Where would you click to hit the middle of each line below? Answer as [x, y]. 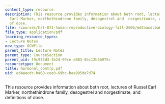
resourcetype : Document [29, 64]
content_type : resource [29, 10]
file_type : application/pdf [34, 32]
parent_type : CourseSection [34, 55]
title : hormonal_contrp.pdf [34, 69]
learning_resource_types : [31, 37]
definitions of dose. [25, 97]
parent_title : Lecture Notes [35, 50]
